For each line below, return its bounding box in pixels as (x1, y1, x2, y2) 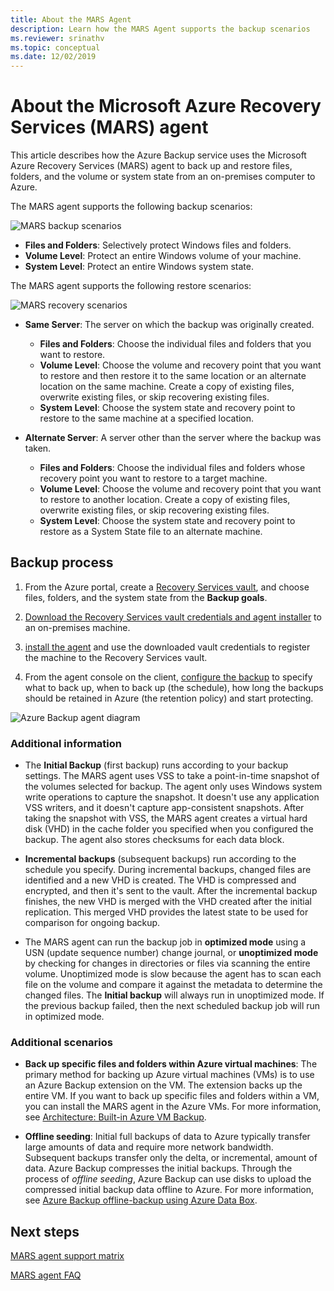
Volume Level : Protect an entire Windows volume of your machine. (24, 250, 302, 262)
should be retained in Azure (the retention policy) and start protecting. (24, 692, 314, 704)
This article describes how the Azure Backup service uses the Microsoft (10, 149, 307, 161)
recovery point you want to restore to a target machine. (39, 472, 268, 485)
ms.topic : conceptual (10, 42, 101, 53)
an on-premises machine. (24, 621, 131, 633)
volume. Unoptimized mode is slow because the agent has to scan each (24, 968, 322, 980)
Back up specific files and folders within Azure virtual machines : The (24, 1058, 318, 1070)
